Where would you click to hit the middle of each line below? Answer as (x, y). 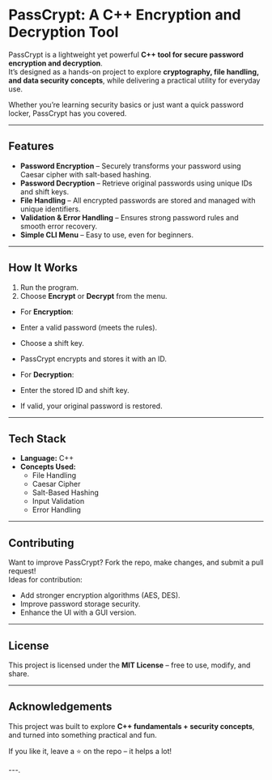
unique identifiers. (50, 209)
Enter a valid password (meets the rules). (89, 327)
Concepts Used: (48, 467)
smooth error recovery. (59, 226)
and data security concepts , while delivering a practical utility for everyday (134, 80)
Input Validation (58, 501)
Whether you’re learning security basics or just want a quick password (126, 104)
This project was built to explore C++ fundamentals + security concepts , (132, 726)
